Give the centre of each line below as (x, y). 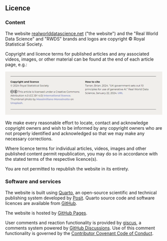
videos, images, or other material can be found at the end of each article (80, 59)
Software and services (33, 181)
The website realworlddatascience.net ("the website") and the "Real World (82, 33)
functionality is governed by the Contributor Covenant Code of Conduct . (79, 233)
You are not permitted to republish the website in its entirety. (67, 169)
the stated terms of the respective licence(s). (52, 159)
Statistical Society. (24, 44)
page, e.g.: (16, 64)
